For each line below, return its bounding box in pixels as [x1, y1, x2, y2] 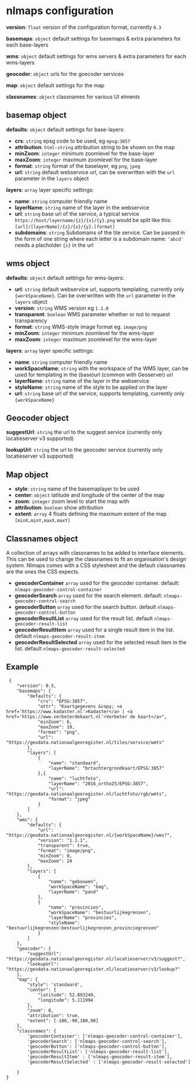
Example [6, 662, 39, 672]
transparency [14, 317, 47, 324]
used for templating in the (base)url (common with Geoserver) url [14, 371, 174, 378]
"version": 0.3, [16, 683, 57, 688]
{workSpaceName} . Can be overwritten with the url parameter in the [14, 292, 175, 299]
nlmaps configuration [6, 4, 114, 18]
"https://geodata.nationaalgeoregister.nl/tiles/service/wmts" [6, 739, 165, 746]
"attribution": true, [27, 1012, 81, 1018]
